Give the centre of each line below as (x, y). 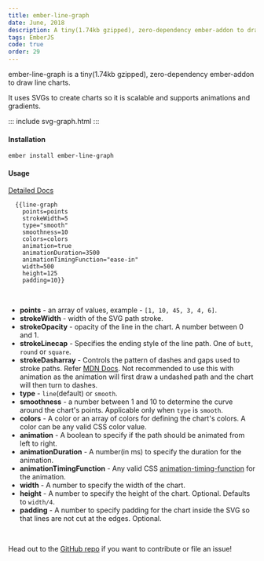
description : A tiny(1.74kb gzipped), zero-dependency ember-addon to (126, 30)
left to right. (38, 443)
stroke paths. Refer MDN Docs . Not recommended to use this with (126, 369)
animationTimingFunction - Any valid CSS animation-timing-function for (137, 468)
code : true (26, 45)
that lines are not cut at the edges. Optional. (90, 519)
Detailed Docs (31, 191)
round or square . (46, 352)
